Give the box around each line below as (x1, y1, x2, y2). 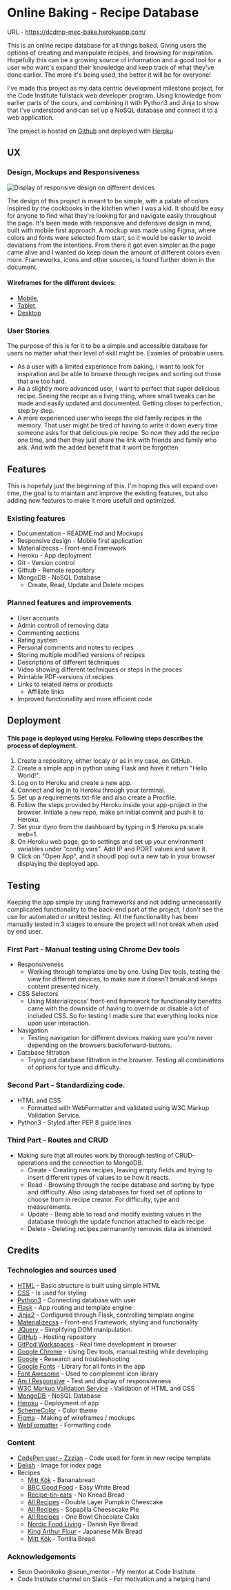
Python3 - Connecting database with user (17, 1295, 137, 1304)
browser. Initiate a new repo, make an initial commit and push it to (17, 808, 203, 817)
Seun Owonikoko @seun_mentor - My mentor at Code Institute (17, 1568, 196, 1576)
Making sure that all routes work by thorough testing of (17, 1151, 174, 1159)
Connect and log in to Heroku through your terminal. (17, 786, 166, 795)
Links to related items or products (17, 680, 113, 688)
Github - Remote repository (17, 566, 95, 575)
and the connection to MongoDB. (49, 1158, 143, 1167)
